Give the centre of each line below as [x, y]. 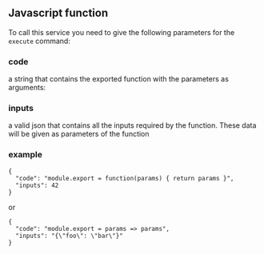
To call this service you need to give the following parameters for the [122, 32]
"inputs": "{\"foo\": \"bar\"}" [70, 236]
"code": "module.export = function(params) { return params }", [125, 178]
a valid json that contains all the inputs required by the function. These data [132, 125]
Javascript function [58, 13]
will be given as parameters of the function [79, 134]
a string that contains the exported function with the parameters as [119, 79]
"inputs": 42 [37, 185]
